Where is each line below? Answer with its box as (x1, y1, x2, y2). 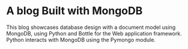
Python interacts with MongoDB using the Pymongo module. (6, 36, 156, 43)
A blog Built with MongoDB (6, 4, 143, 18)
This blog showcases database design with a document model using (6, 24, 176, 31)
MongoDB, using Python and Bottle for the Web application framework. (6, 30, 182, 37)
